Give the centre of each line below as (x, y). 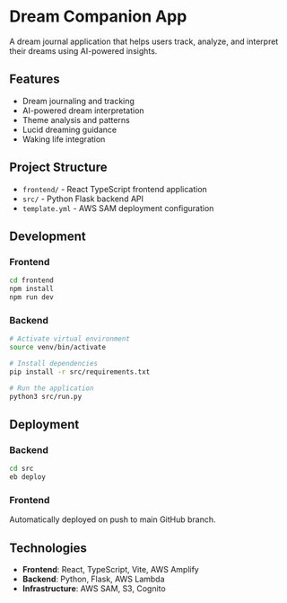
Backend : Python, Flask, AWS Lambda (93, 579)
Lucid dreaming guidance (70, 129)
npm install (31, 289)
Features (35, 80)
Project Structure (58, 168)
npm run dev (31, 297)
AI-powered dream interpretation (83, 111)
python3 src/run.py (46, 396)
